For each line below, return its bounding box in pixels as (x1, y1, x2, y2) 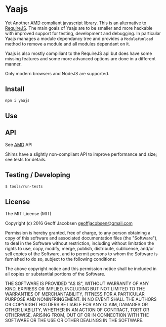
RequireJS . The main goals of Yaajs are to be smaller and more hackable (5, 25, 153, 31)
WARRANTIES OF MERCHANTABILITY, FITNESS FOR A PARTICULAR (5, 291, 145, 297)
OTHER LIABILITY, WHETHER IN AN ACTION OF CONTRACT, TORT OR (5, 307, 149, 313)
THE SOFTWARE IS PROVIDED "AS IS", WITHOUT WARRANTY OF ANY (5, 280, 149, 286)
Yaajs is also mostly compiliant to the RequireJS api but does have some (5, 50, 152, 56)
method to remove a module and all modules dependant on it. (5, 41, 130, 47)
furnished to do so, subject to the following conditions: (5, 256, 116, 262)
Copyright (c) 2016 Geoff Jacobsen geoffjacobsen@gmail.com (5, 220, 133, 226)
